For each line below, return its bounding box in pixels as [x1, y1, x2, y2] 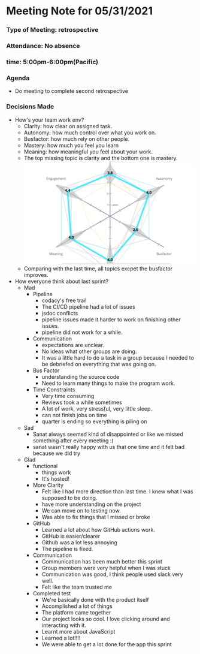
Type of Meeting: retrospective [6, 26, 99, 34]
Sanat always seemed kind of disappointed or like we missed [32, 430, 184, 438]
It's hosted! [41, 475, 70, 483]
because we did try [32, 450, 81, 457]
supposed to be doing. [41, 495, 98, 502]
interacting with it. [41, 622, 86, 629]
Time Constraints [32, 386, 75, 393]
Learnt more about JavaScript [41, 628, 116, 635]
